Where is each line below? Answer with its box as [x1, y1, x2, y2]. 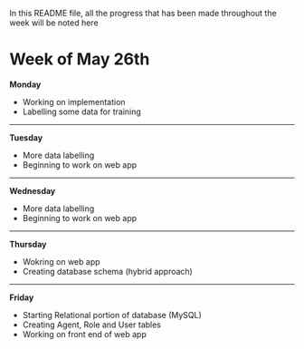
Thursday [9, 238, 47, 249]
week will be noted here [9, 17, 99, 28]
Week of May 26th [9, 49, 150, 70]
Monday [9, 79, 42, 90]
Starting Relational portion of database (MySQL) [22, 309, 202, 320]
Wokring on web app [22, 256, 101, 267]
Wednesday [9, 185, 56, 196]
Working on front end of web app [22, 328, 147, 339]
